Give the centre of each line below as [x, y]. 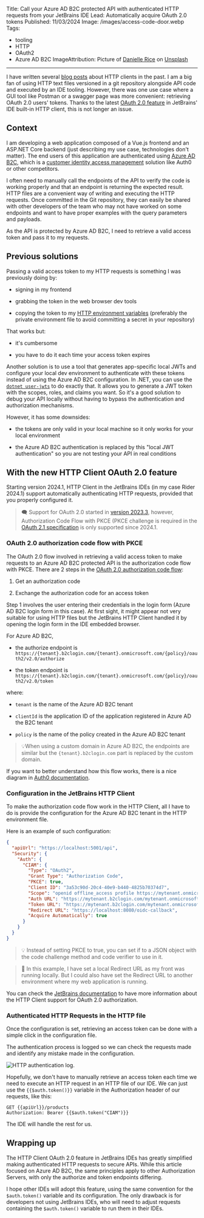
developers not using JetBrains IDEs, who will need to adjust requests [93, 1202]
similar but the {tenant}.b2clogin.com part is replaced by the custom [107, 752]
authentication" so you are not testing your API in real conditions [96, 453]
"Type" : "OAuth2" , [51, 871]
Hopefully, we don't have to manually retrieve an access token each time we [102, 1077]
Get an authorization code [48, 581]
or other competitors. [33, 168]
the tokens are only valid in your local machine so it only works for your [104, 428]
